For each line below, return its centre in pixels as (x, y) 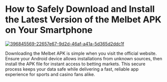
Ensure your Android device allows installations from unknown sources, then (84, 58)
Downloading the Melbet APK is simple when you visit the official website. (81, 53)
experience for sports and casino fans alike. (50, 74)
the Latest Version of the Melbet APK (83, 20)
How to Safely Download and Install (80, 9)
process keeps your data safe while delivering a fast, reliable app (72, 69)
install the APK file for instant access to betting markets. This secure (75, 64)
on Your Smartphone (49, 30)
